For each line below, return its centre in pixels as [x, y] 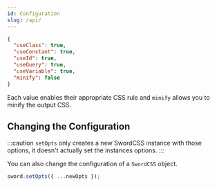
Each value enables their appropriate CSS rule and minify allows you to [108, 97]
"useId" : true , [35, 59]
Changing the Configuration [69, 126]
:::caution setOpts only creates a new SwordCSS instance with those [105, 143]
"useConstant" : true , [45, 52]
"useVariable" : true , [45, 71]
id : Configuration [34, 14]
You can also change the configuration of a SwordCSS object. [92, 164]
